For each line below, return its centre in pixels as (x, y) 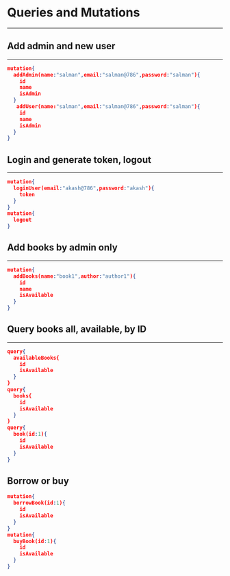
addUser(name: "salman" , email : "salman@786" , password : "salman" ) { (108, 107)
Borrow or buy (38, 481)
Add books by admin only (62, 248)
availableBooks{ (36, 358)
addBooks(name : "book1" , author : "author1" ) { (75, 276)
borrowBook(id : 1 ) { (40, 503)
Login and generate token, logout (79, 160)
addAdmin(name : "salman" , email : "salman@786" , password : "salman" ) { (107, 75)
